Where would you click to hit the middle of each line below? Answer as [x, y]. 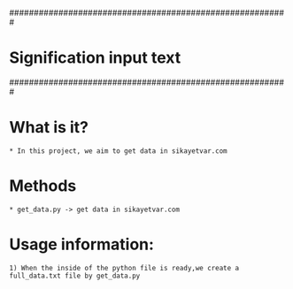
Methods [43, 186]
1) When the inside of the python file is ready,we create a [124, 268]
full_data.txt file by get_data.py [75, 276]
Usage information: [82, 244]
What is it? [49, 128]
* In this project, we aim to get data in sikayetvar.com [118, 151]
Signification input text [95, 58]
